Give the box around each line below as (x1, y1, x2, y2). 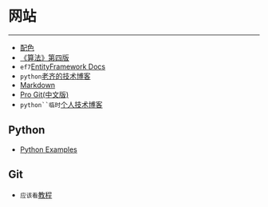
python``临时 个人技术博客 (19, 99, 103, 109)
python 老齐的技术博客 (19, 71, 91, 81)
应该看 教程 (19, 189, 53, 200)
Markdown (19, 80, 56, 90)
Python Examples (19, 145, 77, 154)
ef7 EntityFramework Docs (19, 62, 106, 71)
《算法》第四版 (19, 53, 69, 62)
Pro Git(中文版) (19, 90, 69, 99)
